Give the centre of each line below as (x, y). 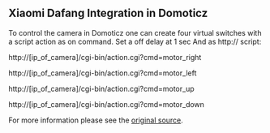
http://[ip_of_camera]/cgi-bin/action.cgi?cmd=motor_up (101, 88)
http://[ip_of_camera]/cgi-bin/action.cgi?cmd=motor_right (105, 57)
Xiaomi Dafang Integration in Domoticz (108, 13)
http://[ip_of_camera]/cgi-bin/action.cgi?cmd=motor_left (103, 73)
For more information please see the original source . (96, 120)
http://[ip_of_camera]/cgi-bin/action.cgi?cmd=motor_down (107, 104)
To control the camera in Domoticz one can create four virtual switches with (135, 32)
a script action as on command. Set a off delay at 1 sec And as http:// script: (135, 41)
